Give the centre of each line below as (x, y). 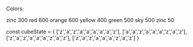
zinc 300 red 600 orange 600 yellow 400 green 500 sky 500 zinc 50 (90, 20)
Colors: (15, 9)
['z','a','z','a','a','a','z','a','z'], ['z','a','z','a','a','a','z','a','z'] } (73, 38)
